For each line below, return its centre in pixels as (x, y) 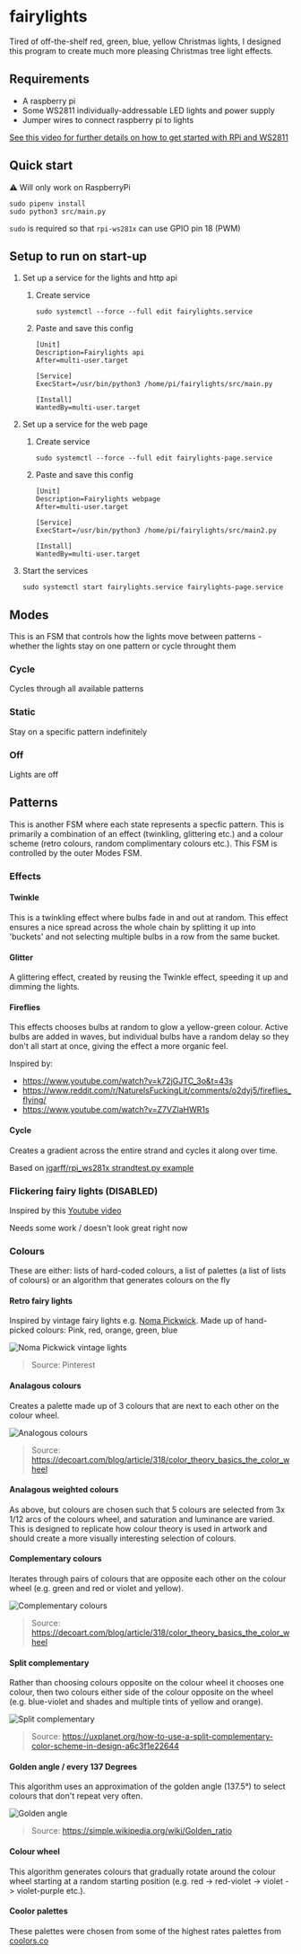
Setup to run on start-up (78, 256)
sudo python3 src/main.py (57, 211)
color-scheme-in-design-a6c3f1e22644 (105, 1746)
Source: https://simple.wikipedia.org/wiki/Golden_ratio (132, 1831)
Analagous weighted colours (64, 1490)
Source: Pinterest (63, 1365)
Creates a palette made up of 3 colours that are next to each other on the (144, 1405)
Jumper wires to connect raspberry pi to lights (108, 119)
